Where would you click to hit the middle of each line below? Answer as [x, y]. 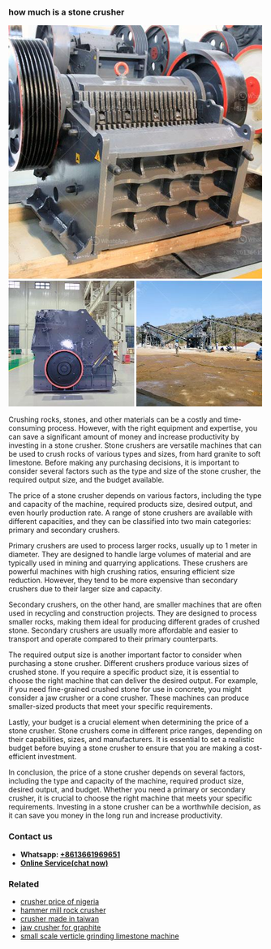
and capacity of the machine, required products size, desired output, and [131, 505]
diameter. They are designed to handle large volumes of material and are [130, 555]
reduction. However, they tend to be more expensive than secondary [123, 580]
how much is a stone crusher [67, 12]
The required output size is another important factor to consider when [125, 655]
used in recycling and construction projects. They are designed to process [133, 613]
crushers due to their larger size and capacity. [85, 589]
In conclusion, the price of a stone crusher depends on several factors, [127, 772]
